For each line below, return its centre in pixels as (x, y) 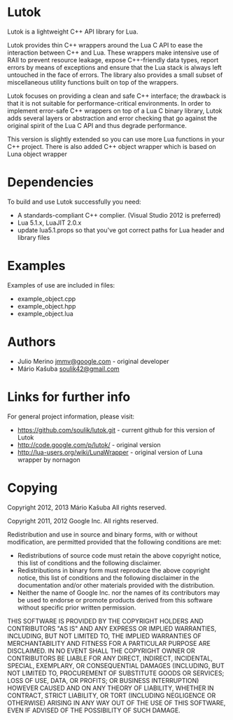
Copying (33, 488)
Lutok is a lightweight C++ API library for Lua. (73, 31)
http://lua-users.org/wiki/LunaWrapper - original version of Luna (110, 452)
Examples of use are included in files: (61, 285)
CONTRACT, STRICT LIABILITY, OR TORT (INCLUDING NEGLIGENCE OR (112, 695)
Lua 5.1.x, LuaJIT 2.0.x (49, 223)
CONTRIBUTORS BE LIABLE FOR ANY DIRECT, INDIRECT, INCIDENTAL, (110, 658)
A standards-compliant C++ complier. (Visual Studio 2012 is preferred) (119, 215)
